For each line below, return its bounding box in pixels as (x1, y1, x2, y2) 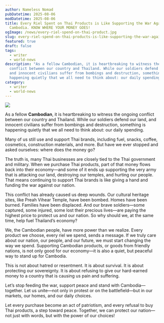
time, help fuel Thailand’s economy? (5, 218, 78, 224)
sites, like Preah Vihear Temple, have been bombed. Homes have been (5, 197, 147, 203)
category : (5, 80, 25, 85)
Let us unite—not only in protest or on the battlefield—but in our (24, 288, 153, 294)
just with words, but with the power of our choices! (13, 313, 115, 319)
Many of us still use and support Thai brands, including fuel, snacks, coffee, (5, 136, 158, 142)
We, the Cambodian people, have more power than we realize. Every (5, 227, 143, 233)
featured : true (5, 39, 36, 44)
